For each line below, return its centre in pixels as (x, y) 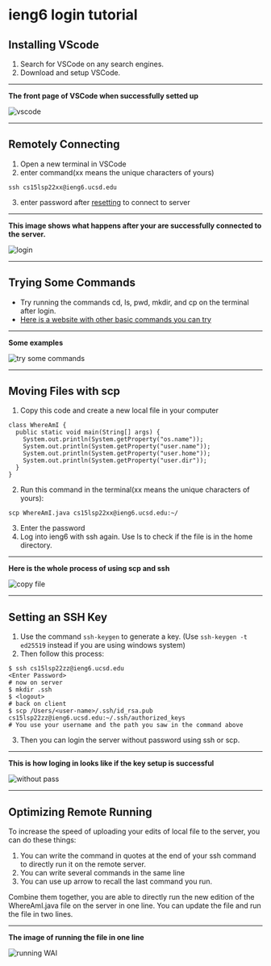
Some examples (36, 342)
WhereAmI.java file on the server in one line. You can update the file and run (135, 905)
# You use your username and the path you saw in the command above (126, 725)
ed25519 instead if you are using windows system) (102, 645)
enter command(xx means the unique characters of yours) (117, 172)
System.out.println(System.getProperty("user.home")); (117, 454)
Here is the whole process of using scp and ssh (89, 569)
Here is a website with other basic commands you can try (116, 319)
